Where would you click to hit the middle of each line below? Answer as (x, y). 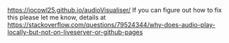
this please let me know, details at (57, 17)
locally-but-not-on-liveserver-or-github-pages (75, 32)
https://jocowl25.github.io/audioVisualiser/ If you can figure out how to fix (114, 10)
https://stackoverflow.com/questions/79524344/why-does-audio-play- (111, 25)
